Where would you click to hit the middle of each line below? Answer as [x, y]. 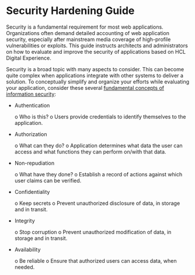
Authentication [32, 105]
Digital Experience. [29, 58]
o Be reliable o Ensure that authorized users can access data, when [95, 260]
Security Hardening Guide [70, 11]
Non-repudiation [34, 163]
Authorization [31, 134]
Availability [27, 249]
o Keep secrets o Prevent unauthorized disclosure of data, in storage [97, 203]
